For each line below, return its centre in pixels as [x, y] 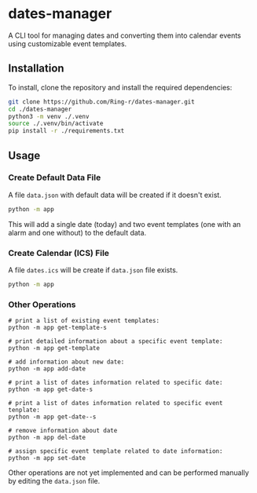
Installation [36, 69]
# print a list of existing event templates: [84, 321]
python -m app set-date [47, 458]
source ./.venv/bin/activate [56, 124]
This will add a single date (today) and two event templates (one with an [125, 224]
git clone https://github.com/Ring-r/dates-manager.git [101, 102]
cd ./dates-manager [40, 109]
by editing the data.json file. [54, 481]
